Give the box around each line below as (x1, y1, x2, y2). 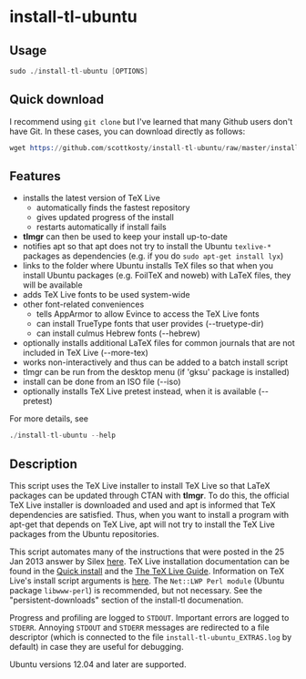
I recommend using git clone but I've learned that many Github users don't (9, 116, 293, 127)
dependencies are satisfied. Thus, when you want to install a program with (9, 510, 290, 521)
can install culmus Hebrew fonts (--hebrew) (36, 328, 200, 339)
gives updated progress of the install (36, 212, 175, 223)
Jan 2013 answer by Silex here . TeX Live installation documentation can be (9, 556, 290, 567)
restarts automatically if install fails (36, 221, 167, 233)
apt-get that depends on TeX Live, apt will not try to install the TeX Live (9, 519, 276, 530)
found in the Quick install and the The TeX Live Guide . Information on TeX (9, 566, 285, 577)
